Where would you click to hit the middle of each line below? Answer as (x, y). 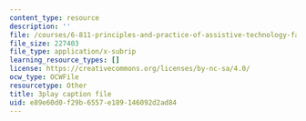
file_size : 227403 (44, 43)
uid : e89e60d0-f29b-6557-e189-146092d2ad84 (93, 102)
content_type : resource (55, 18)
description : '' (40, 26)
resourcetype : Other (49, 86)
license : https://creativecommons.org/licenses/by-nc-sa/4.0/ (130, 69)
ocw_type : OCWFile (44, 77)
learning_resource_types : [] (65, 60)
